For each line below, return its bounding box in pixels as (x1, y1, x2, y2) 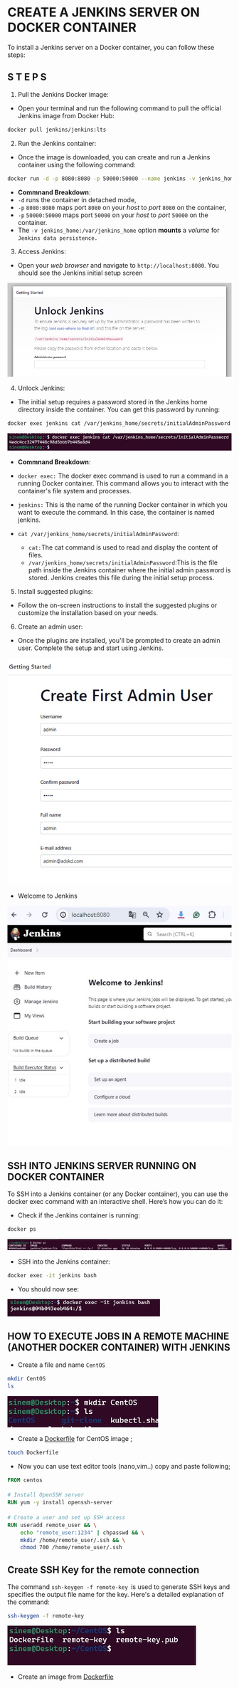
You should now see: (17, 1285, 80, 1294)
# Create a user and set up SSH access (7, 1514, 126, 1521)
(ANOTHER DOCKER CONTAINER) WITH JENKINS (7, 1341, 230, 1353)
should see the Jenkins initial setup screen (17, 268, 143, 277)
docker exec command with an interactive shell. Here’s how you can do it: (7, 1197, 223, 1206)
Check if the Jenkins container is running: (17, 1211, 140, 1220)
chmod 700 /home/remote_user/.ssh (20, 1544, 122, 1551)
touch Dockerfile (7, 1449, 59, 1456)
